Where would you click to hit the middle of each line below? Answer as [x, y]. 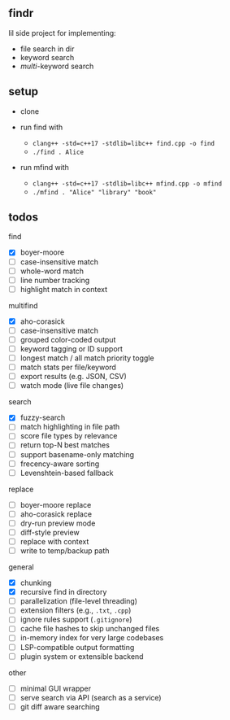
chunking [36, 583]
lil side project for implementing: [62, 33]
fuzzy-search [43, 417]
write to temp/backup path [65, 551]
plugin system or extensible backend [82, 656]
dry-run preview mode [58, 523]
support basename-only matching [77, 454]
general [21, 567]
